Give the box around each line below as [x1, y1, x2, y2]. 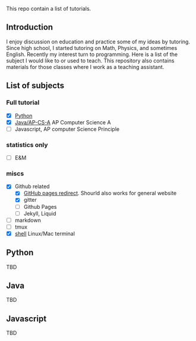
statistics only [6, 140, 49, 149]
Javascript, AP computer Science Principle [14, 125, 120, 133]
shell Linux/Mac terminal [14, 230, 75, 237]
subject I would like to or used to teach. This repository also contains [6, 57, 175, 64]
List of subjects [6, 80, 65, 91]
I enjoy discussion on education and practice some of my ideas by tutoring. [6, 38, 190, 45]
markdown [14, 217, 42, 224]
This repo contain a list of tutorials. [6, 5, 91, 12]
